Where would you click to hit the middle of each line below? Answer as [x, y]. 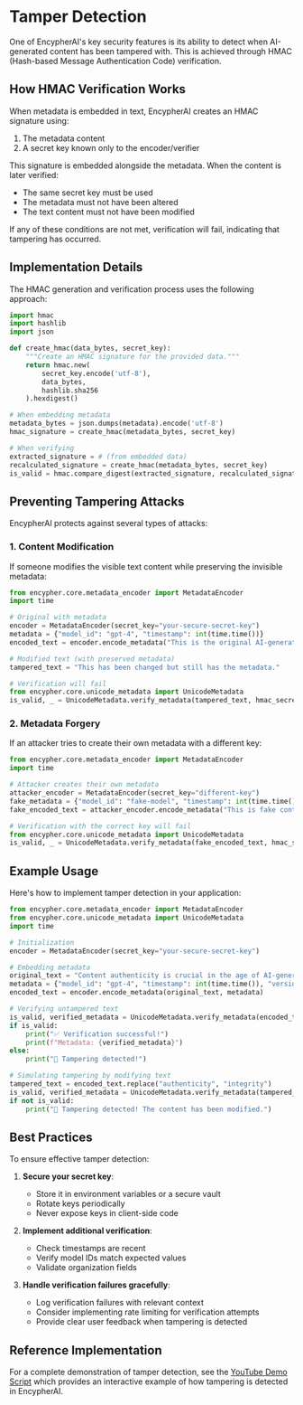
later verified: [34, 174]
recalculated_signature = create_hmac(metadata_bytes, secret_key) [139, 465]
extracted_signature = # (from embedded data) [98, 457]
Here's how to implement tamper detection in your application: [125, 893]
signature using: [39, 120]
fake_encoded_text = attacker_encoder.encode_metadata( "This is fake [143, 810]
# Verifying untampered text [64, 1009]
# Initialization [42, 942]
